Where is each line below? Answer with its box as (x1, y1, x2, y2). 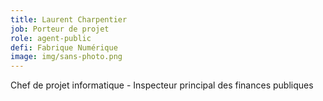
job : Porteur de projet (10, 24, 110, 34)
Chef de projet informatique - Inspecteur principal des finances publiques (10, 79, 314, 91)
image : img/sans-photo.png (10, 52, 123, 62)
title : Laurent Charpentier (10, 14, 128, 25)
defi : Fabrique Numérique (10, 42, 118, 53)
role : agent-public (10, 33, 92, 43)
